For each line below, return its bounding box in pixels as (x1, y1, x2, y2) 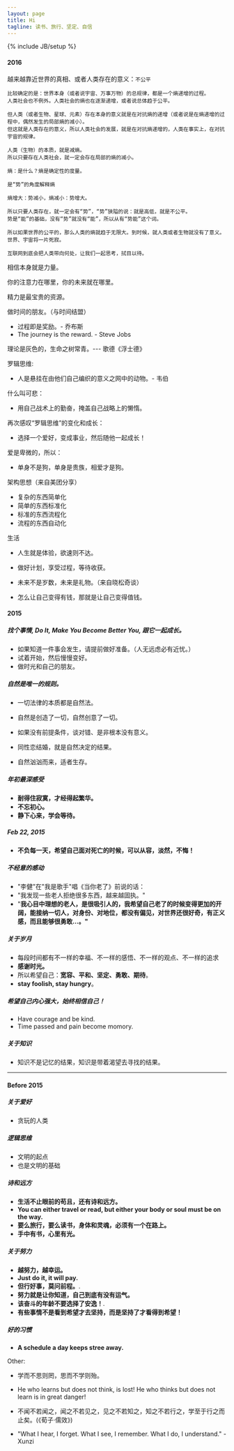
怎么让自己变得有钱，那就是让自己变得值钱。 (17, 593, 146, 601)
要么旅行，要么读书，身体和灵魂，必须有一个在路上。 (17, 1221, 171, 1229)
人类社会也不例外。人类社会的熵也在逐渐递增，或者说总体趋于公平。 (7, 97, 173, 105)
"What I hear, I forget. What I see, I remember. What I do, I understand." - (17, 1430, 226, 1438)
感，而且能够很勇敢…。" (17, 918, 88, 926)
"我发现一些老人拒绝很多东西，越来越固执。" (17, 891, 146, 899)
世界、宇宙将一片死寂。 (7, 236, 65, 243)
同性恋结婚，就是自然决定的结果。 (17, 743, 116, 752)
